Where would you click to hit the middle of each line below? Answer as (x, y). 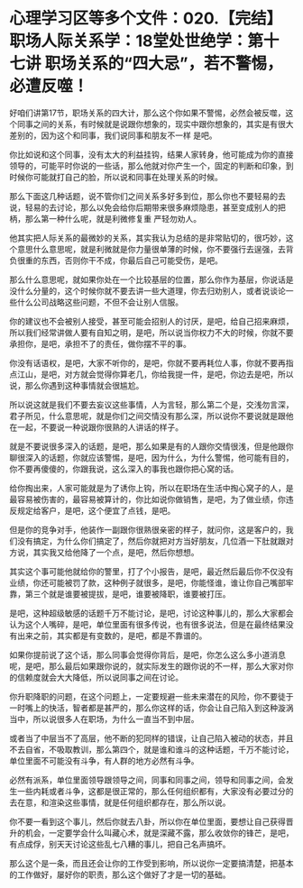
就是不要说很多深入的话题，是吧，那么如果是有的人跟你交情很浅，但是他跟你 (151, 446)
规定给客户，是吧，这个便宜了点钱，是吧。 (96, 510)
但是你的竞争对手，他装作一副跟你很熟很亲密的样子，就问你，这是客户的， (147, 529)
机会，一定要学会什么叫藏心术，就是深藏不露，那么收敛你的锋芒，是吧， (159, 833)
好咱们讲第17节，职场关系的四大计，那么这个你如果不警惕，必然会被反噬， (147, 113)
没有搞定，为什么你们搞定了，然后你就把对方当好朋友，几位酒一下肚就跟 (151, 541)
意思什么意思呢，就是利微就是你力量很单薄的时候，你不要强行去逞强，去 (151, 249)
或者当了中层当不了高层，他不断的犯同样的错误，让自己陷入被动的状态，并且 (151, 738)
